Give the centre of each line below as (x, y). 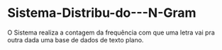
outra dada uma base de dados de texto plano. (76, 39)
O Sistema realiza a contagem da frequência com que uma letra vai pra (111, 32)
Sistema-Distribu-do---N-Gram (102, 13)
